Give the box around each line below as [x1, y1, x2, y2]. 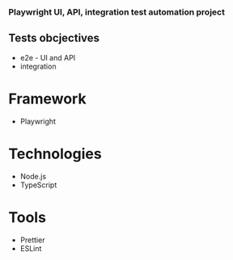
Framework [8, 90, 87, 107]
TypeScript [19, 180, 57, 190]
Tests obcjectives [8, 31, 100, 45]
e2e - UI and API [19, 52, 76, 62]
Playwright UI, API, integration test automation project [8, 6, 225, 18]
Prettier [19, 235, 45, 245]
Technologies [8, 145, 103, 163]
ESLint [19, 243, 42, 253]
